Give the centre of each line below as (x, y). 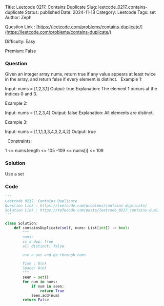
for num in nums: (40, 282)
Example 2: (16, 103)
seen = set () (36, 277)
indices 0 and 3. (21, 94)
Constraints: (20, 141)
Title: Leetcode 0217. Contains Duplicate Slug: (51, 7)
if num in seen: (48, 286)
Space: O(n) (35, 268)
